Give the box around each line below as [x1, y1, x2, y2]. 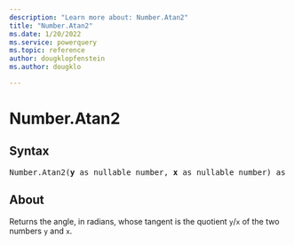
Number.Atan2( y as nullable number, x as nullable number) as [9, 167, 286, 178]
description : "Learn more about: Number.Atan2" [9, 12, 189, 22]
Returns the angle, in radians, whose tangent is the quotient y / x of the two [9, 216, 280, 226]
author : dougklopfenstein [9, 54, 105, 63]
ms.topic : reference [9, 46, 86, 55]
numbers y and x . [9, 225, 73, 236]
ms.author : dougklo [9, 63, 82, 72]
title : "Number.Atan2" [9, 21, 93, 30]
